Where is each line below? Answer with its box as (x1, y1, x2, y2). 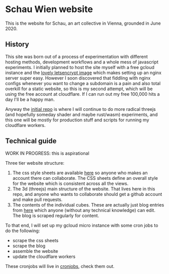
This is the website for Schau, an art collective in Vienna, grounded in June (5, 20, 161, 26)
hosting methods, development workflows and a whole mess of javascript (5, 59, 159, 65)
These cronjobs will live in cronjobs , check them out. (5, 263, 115, 269)
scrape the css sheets (12, 237, 59, 243)
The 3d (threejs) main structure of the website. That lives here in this (12, 185, 155, 192)
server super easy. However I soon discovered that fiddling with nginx (5, 75, 151, 81)
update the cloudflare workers (12, 253, 76, 259)
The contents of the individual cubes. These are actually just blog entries (12, 201, 164, 208)
